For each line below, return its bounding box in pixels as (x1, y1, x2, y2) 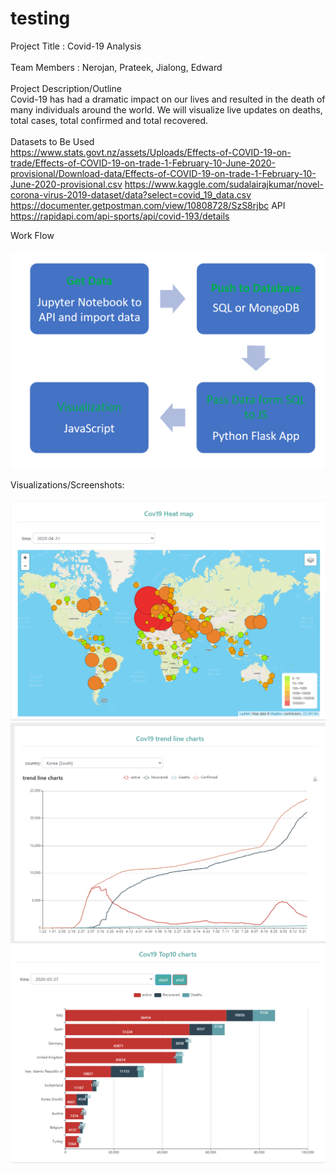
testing (10, 7, 71, 30)
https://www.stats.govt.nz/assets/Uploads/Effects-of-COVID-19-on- (10, 146, 292, 158)
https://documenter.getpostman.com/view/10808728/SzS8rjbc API (10, 199, 286, 211)
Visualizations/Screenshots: (10, 479, 125, 491)
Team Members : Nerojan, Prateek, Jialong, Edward (10, 61, 223, 73)
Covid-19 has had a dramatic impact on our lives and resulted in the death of (10, 93, 326, 105)
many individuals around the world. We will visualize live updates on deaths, (10, 103, 323, 116)
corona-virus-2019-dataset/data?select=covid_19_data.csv (10, 188, 252, 201)
